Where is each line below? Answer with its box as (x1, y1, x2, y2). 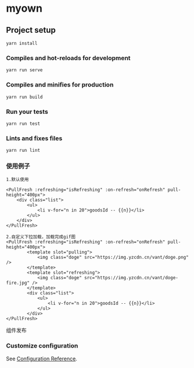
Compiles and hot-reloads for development (6, 54, 131, 62)
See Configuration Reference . (6, 355, 77, 362)
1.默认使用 (6, 177, 29, 183)
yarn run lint (6, 148, 41, 154)
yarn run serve (6, 67, 43, 73)
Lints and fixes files (6, 134, 63, 142)
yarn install (6, 40, 38, 46)
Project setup (6, 25, 57, 35)
